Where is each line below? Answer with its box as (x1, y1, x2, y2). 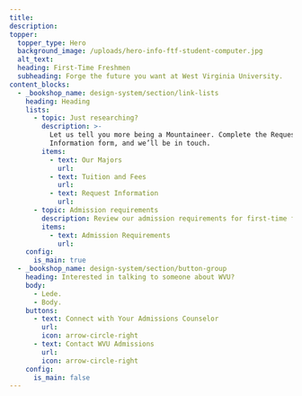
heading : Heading (25, 96, 91, 106)
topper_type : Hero (17, 38, 87, 48)
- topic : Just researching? (32, 113, 139, 122)
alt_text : (17, 55, 54, 64)
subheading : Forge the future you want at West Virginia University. (17, 72, 283, 81)
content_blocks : (9, 80, 70, 89)
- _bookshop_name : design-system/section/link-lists (17, 88, 219, 97)
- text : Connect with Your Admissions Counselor (32, 314, 219, 324)
